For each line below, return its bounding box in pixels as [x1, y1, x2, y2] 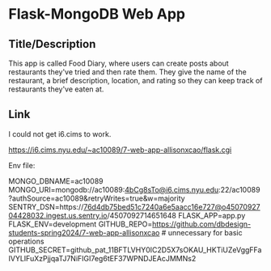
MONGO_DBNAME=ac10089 [8, 176, 104, 186]
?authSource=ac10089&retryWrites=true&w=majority [8, 193, 185, 203]
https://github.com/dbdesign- [152, 219, 252, 229]
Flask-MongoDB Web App [8, 5, 186, 23]
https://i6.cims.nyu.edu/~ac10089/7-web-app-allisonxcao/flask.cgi [8, 145, 232, 155]
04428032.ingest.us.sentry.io [8, 210, 108, 220]
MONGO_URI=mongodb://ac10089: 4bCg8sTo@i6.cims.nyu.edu [8, 184, 219, 194]
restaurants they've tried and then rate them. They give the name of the [8, 67, 247, 77]
